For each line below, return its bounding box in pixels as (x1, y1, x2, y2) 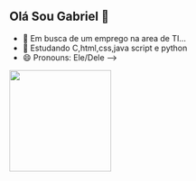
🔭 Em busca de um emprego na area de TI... (22, 32, 187, 43)
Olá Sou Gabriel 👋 (9, 9, 110, 24)
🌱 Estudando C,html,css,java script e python (22, 42, 188, 53)
